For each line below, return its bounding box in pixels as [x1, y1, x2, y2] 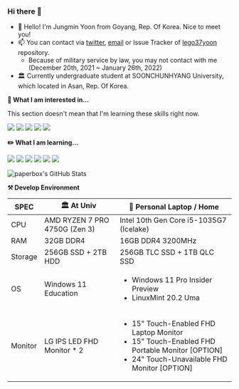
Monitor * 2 [44, 346, 84, 356]
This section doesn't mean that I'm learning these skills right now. [7, 110, 200, 118]
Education [44, 289, 78, 299]
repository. [17, 48, 50, 57]
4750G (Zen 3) [44, 224, 95, 234]
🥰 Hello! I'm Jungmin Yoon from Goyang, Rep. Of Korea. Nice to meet [17, 23, 221, 31]
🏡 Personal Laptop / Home [129, 202, 219, 212]
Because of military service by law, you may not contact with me [28, 56, 218, 65]
